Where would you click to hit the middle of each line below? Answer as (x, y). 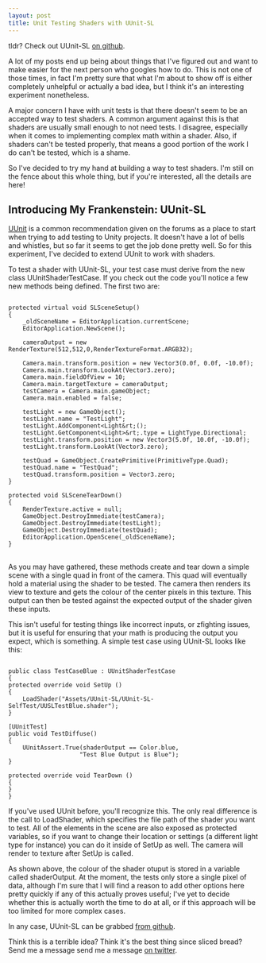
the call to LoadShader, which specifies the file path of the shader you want (132, 820)
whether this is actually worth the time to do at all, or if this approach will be (132, 903)
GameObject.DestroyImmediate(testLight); (92, 524)
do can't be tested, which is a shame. (69, 153)
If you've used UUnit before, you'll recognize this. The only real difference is (133, 811)
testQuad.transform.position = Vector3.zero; (99, 475)
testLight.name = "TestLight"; (74, 419)
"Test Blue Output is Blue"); (129, 755)
